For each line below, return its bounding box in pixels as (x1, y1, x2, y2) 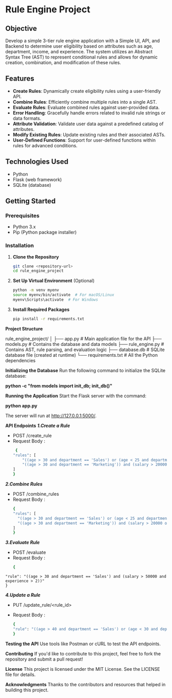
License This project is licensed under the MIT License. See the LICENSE (5, 666, 160, 672)
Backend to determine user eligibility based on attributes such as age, (5, 43, 153, 49)
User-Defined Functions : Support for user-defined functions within (12, 137, 156, 143)
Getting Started (5, 197, 56, 206)
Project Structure (5, 325, 43, 332)
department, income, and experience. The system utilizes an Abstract (5, 49, 153, 54)
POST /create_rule (12, 432, 52, 438)
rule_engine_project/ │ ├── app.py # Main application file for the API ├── (5, 335, 162, 342)
